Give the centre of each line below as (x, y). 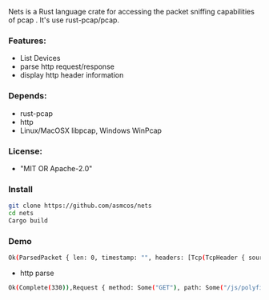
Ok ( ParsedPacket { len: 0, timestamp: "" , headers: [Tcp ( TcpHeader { (127, 258)
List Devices (40, 58)
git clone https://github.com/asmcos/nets (80, 206)
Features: (27, 41)
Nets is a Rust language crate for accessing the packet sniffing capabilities (131, 12)
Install (21, 189)
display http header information (72, 75)
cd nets (21, 214)
